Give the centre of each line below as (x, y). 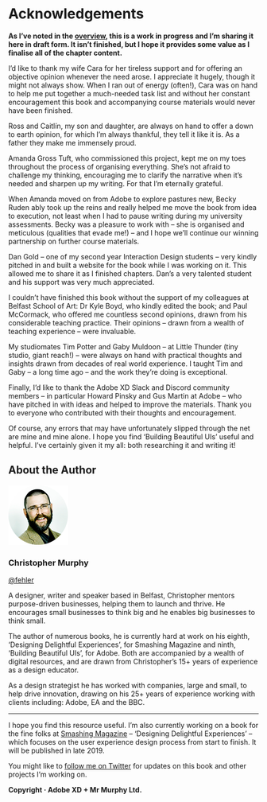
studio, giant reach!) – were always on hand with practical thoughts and (125, 355)
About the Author (52, 470)
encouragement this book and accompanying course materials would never (132, 102)
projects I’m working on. (48, 775)
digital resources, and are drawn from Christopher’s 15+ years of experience (133, 662)
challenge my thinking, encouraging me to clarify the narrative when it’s (125, 175)
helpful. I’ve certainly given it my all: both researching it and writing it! (122, 445)
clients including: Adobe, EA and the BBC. (77, 703)
